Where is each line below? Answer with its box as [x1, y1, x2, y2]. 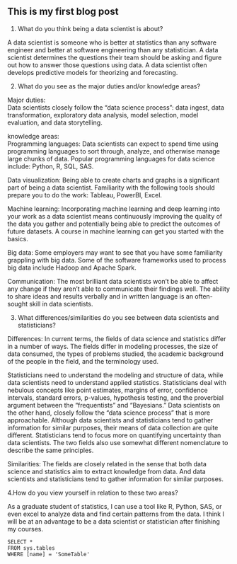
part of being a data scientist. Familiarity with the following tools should [7, 183, 215, 192]
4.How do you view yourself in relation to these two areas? [7, 488, 178, 497]
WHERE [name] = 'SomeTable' [7, 551, 91, 558]
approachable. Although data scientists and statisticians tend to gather [7, 415, 214, 424]
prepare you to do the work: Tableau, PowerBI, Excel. [7, 190, 163, 199]
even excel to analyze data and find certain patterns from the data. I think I [7, 510, 225, 518]
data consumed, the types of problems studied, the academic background [7, 350, 224, 358]
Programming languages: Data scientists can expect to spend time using [7, 139, 219, 148]
